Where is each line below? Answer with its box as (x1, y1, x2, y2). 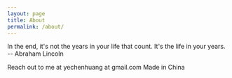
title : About (7, 17, 46, 24)
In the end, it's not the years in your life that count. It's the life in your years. (7, 42, 226, 51)
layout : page (7, 10, 46, 17)
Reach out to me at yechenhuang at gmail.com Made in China (7, 63, 185, 72)
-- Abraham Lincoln (7, 49, 64, 58)
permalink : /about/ (7, 23, 64, 30)
